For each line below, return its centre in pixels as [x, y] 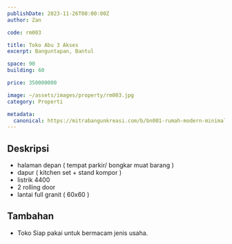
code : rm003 [24, 32]
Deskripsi [28, 148]
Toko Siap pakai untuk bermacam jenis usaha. [83, 233]
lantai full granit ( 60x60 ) [53, 195]
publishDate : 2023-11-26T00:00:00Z [58, 13]
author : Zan [24, 20]
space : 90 [21, 64]
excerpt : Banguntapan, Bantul [51, 51]
